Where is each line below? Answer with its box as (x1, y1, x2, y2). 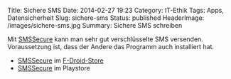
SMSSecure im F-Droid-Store (17, 56, 104, 65)
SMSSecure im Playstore (17, 64, 90, 72)
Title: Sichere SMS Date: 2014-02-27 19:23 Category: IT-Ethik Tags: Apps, (7, 6, 224, 14)
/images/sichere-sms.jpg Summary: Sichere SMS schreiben (7, 21, 183, 29)
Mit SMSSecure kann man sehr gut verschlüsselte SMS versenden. (7, 35, 204, 43)
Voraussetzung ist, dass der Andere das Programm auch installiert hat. (7, 43, 215, 51)
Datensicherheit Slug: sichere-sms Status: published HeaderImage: (7, 14, 205, 22)
